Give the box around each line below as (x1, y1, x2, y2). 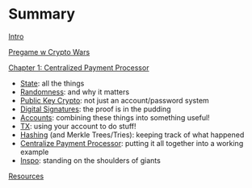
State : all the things (19, 78, 85, 88)
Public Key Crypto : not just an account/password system (19, 95, 210, 105)
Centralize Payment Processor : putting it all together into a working (19, 138, 244, 148)
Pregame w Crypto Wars (8, 47, 90, 56)
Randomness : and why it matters (19, 86, 130, 97)
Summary (8, 5, 75, 23)
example (19, 147, 49, 157)
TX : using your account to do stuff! (19, 121, 136, 131)
